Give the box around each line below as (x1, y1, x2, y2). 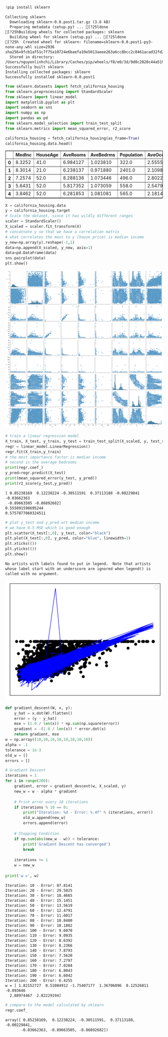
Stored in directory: (9, 55, 55, 60)
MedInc (15, 152, 32, 158)
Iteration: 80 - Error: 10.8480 (5, 918, 72, 923)
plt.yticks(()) (5, 546, 37, 552)
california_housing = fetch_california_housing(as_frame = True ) (5, 136, 140, 141)
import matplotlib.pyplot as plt (5, 100, 75, 105)
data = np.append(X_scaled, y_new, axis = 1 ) (5, 245, 93, 250)
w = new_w (14, 863, 35, 868)
